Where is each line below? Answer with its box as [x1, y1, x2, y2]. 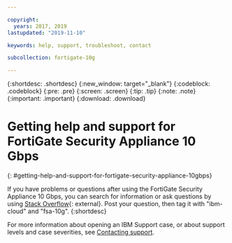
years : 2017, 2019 [13, 22, 68, 30]
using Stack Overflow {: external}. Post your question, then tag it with [7, 200, 205, 208]
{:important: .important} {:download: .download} [7, 95, 146, 103]
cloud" [7, 207, 27, 216]
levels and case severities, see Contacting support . [7, 228, 155, 237]
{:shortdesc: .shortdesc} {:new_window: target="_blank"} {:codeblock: [7, 79, 211, 88]
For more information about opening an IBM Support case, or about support [7, 221, 225, 229]
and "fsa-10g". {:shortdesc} [27, 207, 107, 216]
